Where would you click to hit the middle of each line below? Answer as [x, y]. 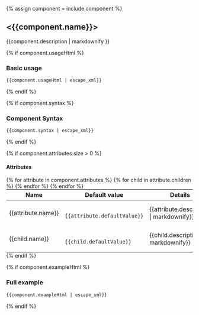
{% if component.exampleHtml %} [48, 267]
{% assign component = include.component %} [64, 9]
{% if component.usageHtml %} [45, 53]
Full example [25, 282]
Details [180, 195]
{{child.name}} [29, 239]
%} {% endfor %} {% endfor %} [45, 186]
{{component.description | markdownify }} [58, 41]
